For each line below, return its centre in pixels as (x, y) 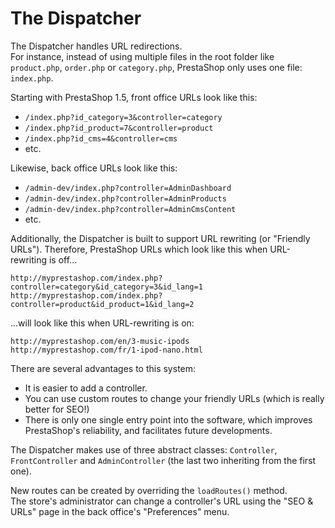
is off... (63, 259)
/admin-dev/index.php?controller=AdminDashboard (128, 188)
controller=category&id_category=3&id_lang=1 (106, 287)
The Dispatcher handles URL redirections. (96, 46)
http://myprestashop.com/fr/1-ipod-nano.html (106, 350)
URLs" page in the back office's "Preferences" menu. (120, 511)
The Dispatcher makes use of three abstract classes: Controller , (144, 449)
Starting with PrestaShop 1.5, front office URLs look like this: (134, 97)
